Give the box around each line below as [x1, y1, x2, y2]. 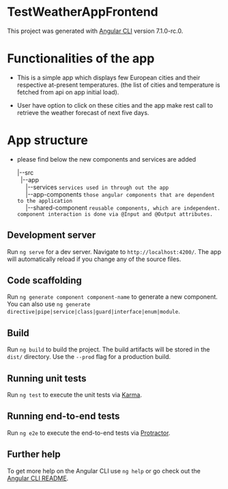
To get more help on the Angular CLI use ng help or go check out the [7, 466, 201, 475]
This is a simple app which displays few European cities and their [16, 73, 201, 81]
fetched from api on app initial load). [16, 88, 119, 96]
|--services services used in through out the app [25, 183, 169, 191]
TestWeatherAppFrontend [7, 4, 158, 20]
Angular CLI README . [7, 474, 69, 482]
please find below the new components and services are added [16, 155, 197, 163]
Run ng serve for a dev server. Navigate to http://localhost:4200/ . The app [7, 247, 222, 255]
